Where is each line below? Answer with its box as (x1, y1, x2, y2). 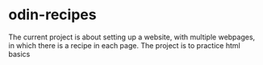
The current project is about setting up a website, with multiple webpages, (8, 32, 256, 42)
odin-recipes (8, 6, 97, 24)
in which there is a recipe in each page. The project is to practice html (8, 40, 240, 50)
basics (8, 49, 31, 59)
